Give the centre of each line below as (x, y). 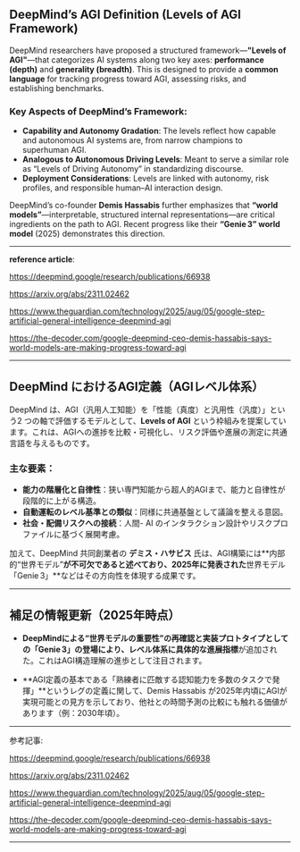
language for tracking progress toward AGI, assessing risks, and (128, 79)
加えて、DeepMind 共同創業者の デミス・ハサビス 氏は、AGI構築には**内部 (147, 553)
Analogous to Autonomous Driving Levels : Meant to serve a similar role (155, 159)
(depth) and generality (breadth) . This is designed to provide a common (144, 69)
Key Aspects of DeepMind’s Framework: (98, 111)
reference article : (42, 259)
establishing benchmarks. (57, 88)
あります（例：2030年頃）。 (73, 713)
